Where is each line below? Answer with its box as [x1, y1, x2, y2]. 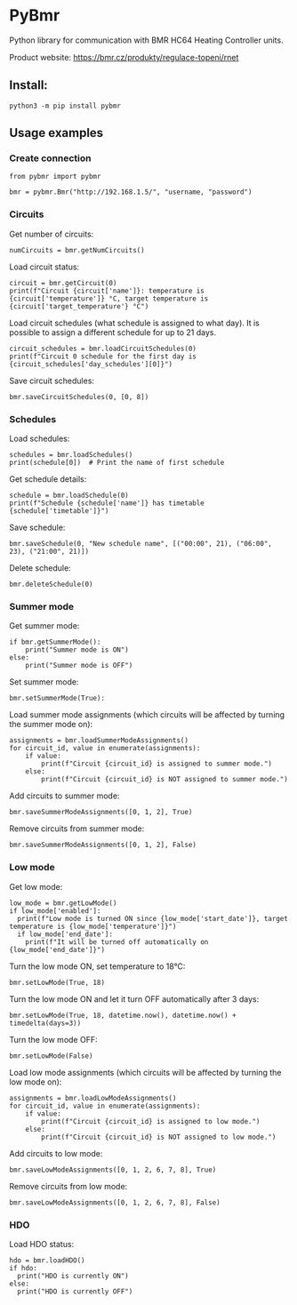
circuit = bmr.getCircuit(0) [9, 278, 117, 287]
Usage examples [9, 125, 104, 140]
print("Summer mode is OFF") [25, 661, 133, 670]
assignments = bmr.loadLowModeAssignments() [9, 1093, 177, 1102]
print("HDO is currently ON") [17, 1271, 129, 1280]
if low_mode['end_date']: [17, 930, 114, 939]
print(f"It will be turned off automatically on [25, 937, 209, 947]
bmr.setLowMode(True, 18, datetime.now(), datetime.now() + [9, 1011, 237, 1020]
